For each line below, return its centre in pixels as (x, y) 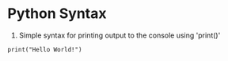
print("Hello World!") (45, 49)
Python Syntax (57, 14)
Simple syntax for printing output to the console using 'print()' (120, 35)
